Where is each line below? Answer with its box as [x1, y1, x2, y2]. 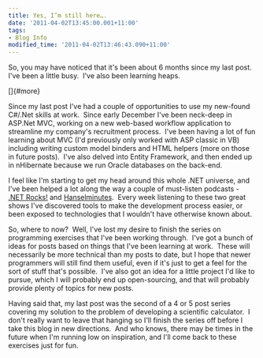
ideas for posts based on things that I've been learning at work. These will [8, 242, 250, 251]
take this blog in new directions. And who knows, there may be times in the [8, 324, 254, 334]
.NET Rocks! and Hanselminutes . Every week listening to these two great [8, 193, 246, 202]
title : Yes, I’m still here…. [8, 11, 108, 20]
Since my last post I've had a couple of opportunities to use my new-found [8, 102, 250, 111]
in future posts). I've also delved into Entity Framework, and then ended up [8, 152, 253, 162]
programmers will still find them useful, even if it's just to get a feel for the [8, 258, 247, 268]
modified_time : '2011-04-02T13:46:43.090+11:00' [8, 41, 171, 49]
